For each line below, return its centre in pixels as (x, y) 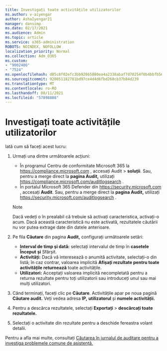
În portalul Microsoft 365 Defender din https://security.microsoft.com (90, 187)
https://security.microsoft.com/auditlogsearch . (68, 197)
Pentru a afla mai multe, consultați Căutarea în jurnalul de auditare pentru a (82, 338)
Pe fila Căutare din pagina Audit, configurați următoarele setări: (78, 237)
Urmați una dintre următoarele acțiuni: (51, 156)
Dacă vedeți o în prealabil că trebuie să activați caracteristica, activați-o (86, 217)
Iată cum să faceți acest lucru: (36, 147)
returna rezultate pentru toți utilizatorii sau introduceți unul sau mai (88, 278)
